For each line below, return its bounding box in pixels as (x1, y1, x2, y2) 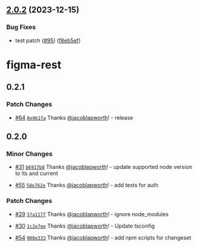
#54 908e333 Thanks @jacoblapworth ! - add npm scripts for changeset (15, 234, 192, 241)
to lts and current (15, 170, 59, 177)
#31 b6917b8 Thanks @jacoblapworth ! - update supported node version (15, 163, 193, 171)
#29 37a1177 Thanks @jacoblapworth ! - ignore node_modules (15, 210, 169, 217)
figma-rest (6, 58, 62, 71)
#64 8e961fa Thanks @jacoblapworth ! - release (15, 114, 133, 121)
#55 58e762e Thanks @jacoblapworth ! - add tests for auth (15, 182, 159, 189)
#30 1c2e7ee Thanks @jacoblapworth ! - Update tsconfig (15, 222, 155, 229)
